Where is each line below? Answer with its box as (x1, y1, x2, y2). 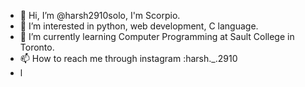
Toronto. (19, 41, 55, 53)
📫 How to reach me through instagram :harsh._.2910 (19, 53, 238, 64)
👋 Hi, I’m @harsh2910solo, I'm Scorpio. (19, 10, 181, 21)
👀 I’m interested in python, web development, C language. (19, 20, 259, 32)
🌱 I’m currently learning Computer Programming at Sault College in (19, 31, 295, 42)
